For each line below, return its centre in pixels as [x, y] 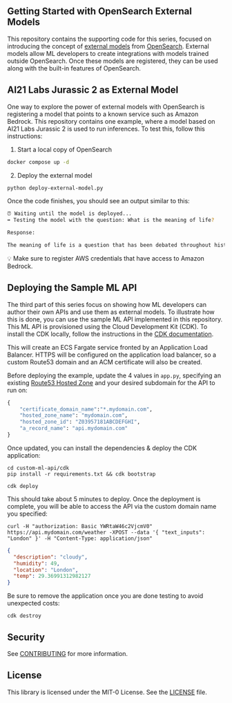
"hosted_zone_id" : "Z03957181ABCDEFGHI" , [80, 422]
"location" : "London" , [46, 570]
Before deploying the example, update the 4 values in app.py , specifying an [114, 375]
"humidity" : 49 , [37, 563]
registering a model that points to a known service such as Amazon [103, 114]
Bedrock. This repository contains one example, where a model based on [111, 121]
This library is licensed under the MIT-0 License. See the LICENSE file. [107, 692]
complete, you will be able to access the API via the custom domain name [112, 506]
